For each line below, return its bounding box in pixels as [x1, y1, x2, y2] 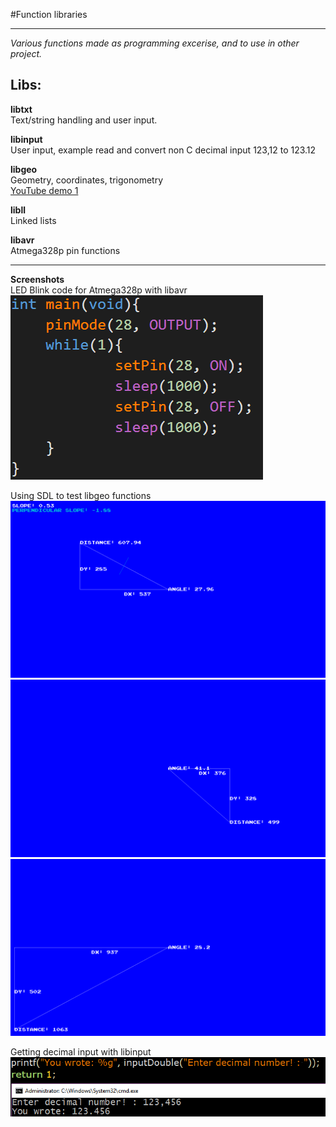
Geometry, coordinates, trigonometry [10, 174, 163, 186]
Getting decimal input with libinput [10, 1046, 152, 1058]
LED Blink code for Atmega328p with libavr [10, 284, 188, 296]
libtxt [10, 103, 33, 115]
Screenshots [10, 273, 65, 285]
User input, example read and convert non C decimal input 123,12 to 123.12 [10, 144, 317, 156]
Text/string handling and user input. [10, 114, 158, 126]
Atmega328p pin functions [10, 244, 121, 256]
